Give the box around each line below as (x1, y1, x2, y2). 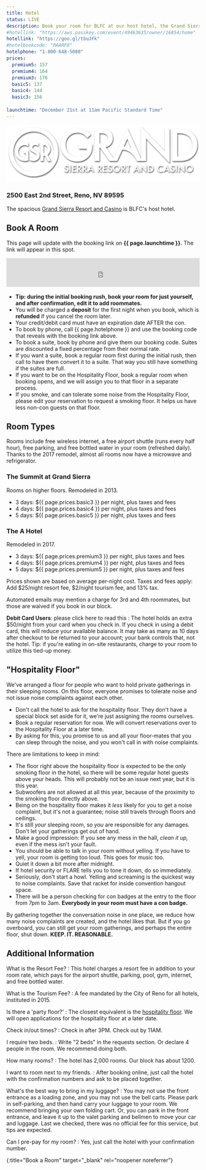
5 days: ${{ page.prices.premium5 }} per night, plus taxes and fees (15, 565, 185, 573)
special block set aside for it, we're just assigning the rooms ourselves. (15, 712, 194, 720)
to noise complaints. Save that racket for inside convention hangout (15, 879, 186, 887)
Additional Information (6, 949, 94, 959)
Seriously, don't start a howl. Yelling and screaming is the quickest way (15, 873, 195, 880)
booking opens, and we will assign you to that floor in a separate (15, 377, 179, 385)
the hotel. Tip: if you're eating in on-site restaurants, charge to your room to (6, 640, 197, 647)
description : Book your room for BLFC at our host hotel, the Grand (6, 23, 185, 29)
